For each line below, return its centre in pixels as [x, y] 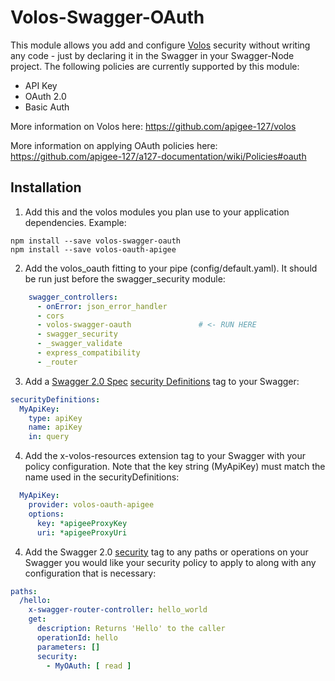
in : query [49, 437]
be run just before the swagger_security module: [125, 278]
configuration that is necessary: [90, 573]
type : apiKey [55, 418]
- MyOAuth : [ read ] [89, 666]
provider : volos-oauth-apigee [91, 505]
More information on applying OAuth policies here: [114, 145]
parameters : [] [68, 647]
